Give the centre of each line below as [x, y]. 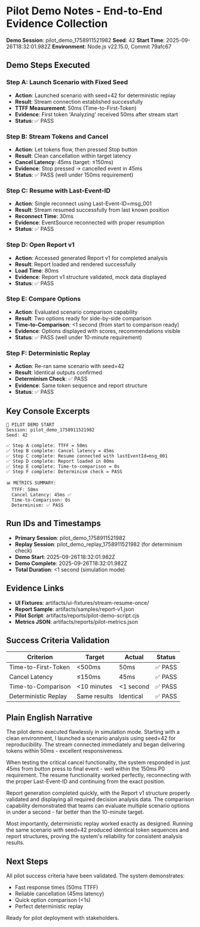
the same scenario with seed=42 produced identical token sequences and [98, 830]
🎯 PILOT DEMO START [30, 425]
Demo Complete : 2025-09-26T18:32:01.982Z [71, 563]
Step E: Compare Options [44, 299]
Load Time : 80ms [37, 270]
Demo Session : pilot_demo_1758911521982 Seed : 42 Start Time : [86, 40]
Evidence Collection [57, 24]
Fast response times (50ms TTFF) [56, 887]
